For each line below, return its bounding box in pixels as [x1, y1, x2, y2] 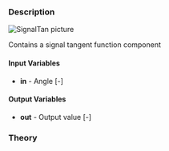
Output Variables [8, 94, 66, 104]
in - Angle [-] [19, 76, 64, 85]
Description [8, 6, 55, 18]
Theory [8, 132, 38, 143]
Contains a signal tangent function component [8, 40, 162, 50]
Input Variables [8, 58, 60, 68]
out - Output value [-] [19, 112, 92, 121]
